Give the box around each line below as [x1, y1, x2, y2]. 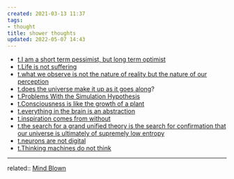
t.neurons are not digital [17, 137, 86, 145]
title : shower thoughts [7, 29, 77, 37]
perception [17, 77, 49, 86]
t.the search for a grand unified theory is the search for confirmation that [17, 122, 226, 130]
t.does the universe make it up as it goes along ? [17, 85, 155, 93]
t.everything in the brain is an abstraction [17, 107, 136, 116]
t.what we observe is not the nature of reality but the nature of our [17, 70, 208, 79]
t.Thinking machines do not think [17, 144, 111, 153]
